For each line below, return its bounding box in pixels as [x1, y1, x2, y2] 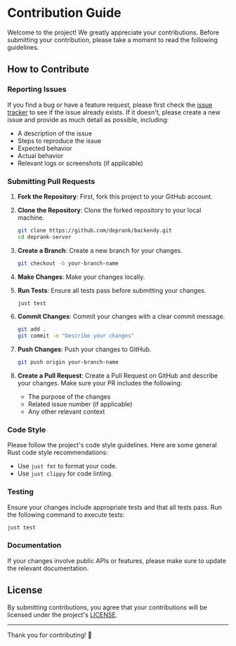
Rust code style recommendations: [7, 448, 108, 457]
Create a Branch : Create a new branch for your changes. [17, 246, 183, 254]
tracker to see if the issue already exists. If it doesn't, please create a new [7, 107, 221, 117]
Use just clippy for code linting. [17, 469, 113, 478]
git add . [17, 326, 47, 333]
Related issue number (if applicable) [27, 400, 133, 409]
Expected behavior [17, 144, 72, 152]
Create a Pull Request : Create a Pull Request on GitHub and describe [17, 371, 218, 380]
